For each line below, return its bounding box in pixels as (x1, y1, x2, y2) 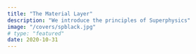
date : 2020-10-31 (7, 36, 59, 43)
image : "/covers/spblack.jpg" (7, 23, 97, 30)
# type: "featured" (7, 29, 65, 37)
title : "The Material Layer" (7, 10, 93, 18)
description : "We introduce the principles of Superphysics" (7, 17, 191, 24)
